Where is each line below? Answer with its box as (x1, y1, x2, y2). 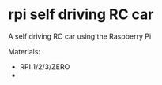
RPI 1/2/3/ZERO (19, 61, 70, 72)
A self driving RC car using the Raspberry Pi (8, 31, 152, 41)
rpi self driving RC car (8, 6, 154, 24)
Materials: (8, 46, 41, 56)
